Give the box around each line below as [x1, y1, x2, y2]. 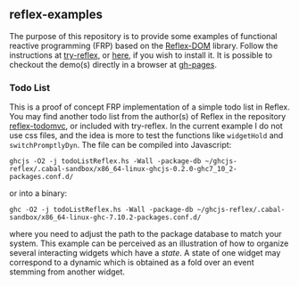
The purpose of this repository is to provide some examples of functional [9, 30, 278, 41]
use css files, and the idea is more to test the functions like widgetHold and [9, 130, 284, 141]
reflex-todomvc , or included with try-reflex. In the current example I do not [9, 120, 283, 132]
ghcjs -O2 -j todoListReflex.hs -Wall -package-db [9, 157, 202, 166]
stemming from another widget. [9, 266, 126, 277]
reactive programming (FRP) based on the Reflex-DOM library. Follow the [9, 40, 278, 51]
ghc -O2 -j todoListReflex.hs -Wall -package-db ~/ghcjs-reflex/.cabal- [9, 205, 286, 215]
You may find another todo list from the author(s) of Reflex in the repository [9, 111, 287, 122]
